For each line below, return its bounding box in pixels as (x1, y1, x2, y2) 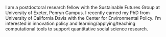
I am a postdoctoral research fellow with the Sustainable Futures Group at (5, 5, 160, 10)
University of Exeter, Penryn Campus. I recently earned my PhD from (5, 10, 150, 16)
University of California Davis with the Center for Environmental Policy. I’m (5, 15, 161, 21)
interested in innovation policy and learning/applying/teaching (5, 20, 136, 26)
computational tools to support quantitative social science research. (5, 26, 148, 32)
